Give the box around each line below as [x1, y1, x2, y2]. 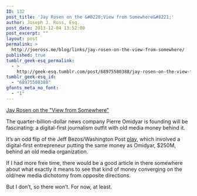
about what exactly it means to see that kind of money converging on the [6, 165, 183, 173]
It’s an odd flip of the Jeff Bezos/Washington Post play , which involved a [6, 136, 181, 143]
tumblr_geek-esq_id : [6, 74, 57, 80]
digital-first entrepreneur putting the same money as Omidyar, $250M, [6, 141, 176, 148]
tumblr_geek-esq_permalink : [6, 58, 75, 63]
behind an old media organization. [6, 148, 89, 155]
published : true [6, 52, 46, 58]
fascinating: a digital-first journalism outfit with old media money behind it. [6, 124, 186, 131]
